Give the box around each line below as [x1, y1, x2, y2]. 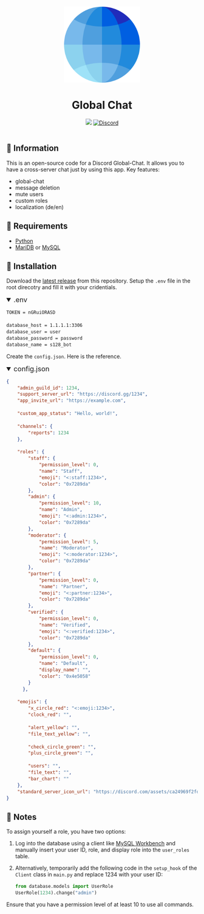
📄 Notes [6, 812, 37, 822]
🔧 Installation [6, 261, 57, 271]
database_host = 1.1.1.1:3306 [6, 323, 83, 329]
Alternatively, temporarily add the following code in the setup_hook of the [15, 864, 197, 872]
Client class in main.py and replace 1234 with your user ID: [15, 871, 163, 878]
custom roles [15, 197, 48, 204]
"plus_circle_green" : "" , [28, 750, 94, 757]
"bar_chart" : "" [28, 775, 69, 782]
